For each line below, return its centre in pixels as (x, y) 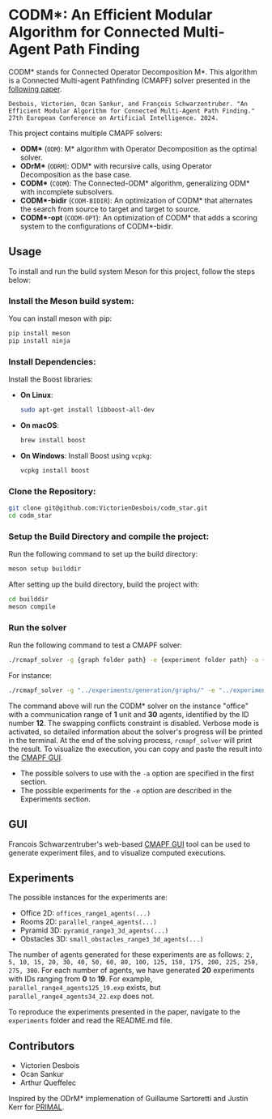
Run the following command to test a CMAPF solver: (95, 645)
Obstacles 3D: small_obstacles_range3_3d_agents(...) (112, 939)
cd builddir (28, 599)
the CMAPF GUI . (36, 757)
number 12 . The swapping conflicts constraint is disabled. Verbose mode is (134, 723)
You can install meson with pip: (60, 318)
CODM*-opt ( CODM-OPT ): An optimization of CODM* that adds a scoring (138, 217)
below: (19, 280)
